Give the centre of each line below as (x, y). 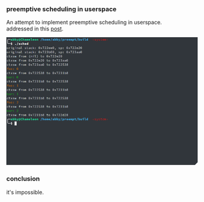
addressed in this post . (35, 29)
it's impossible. (25, 192)
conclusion (23, 179)
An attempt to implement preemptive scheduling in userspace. (84, 23)
